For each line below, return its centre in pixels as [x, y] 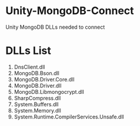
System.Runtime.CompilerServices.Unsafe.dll [69, 117]
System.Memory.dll [37, 110]
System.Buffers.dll [36, 104]
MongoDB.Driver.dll [38, 86]
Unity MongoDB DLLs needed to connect [55, 27]
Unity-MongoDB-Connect [70, 11]
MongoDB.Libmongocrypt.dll [49, 91]
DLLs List [28, 51]
